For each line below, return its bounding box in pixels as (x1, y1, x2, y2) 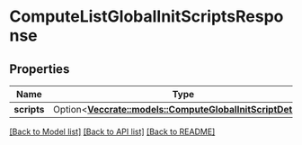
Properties (9, 61, 70, 77)
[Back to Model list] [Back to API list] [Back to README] (9, 126, 216, 137)
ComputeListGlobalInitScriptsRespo (9, 6, 284, 27)
